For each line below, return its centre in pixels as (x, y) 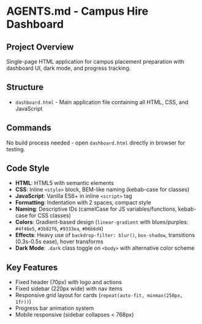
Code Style (28, 169)
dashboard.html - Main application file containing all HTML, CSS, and (102, 102)
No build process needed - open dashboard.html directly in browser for (96, 143)
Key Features (32, 267)
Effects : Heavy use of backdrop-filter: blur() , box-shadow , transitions (105, 235)
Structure (25, 87)
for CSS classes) (50, 216)
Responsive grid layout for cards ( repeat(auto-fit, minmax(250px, (99, 295)
